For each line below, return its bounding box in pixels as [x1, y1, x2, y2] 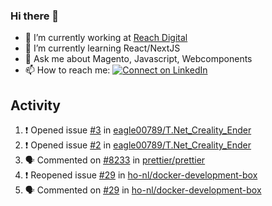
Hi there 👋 [10, 9, 60, 23]
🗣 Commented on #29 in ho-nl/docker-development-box [24, 184, 262, 196]
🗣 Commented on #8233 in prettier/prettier [24, 154, 206, 166]
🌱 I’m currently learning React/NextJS [24, 42, 181, 54]
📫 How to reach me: [24, 64, 111, 76]
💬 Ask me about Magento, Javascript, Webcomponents [24, 53, 253, 65]
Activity [10, 97, 62, 114]
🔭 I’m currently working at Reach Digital [24, 32, 188, 44]
